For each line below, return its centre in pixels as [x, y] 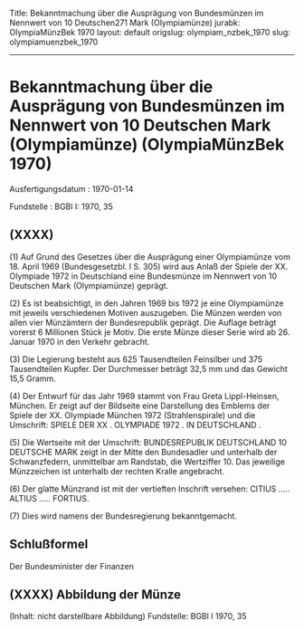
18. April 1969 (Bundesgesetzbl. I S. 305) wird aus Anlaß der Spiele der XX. [149, 266]
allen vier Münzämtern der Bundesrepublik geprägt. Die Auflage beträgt [143, 322]
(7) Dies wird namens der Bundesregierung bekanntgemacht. [123, 516]
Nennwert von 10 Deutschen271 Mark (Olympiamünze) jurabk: [125, 23]
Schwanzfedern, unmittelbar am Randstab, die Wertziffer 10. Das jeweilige [147, 462]
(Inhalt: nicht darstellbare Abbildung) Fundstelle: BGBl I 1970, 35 [128, 616]
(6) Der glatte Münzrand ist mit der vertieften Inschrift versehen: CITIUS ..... [150, 489]
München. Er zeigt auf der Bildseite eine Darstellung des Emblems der [140, 406]
